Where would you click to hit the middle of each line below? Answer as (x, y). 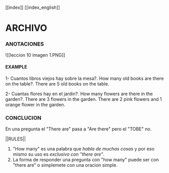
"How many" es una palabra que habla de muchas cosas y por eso (83, 148)
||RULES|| (16, 139)
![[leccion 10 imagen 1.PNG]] (35, 55)
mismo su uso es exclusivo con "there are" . (59, 154)
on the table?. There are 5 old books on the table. (57, 83)
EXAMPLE (16, 67)
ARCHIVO (26, 28)
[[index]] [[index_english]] (33, 7)
